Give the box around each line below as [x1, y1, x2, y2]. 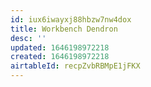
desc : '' [10, 33, 47, 43]
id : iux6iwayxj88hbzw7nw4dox [10, 14, 132, 25]
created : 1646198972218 [10, 52, 110, 62]
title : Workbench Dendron [10, 24, 118, 34]
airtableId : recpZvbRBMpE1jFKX [10, 61, 141, 71]
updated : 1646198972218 [10, 42, 110, 53]
